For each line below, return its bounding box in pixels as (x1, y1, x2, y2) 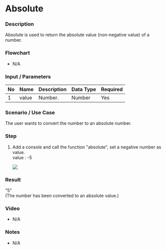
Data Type (71, 86, 97, 93)
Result (5, 176, 21, 183)
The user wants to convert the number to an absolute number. (5, 120, 132, 126)
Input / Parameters (5, 73, 51, 80)
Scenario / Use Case (5, 109, 55, 116)
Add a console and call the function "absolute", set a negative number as (12, 144, 162, 150)
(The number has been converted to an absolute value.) (5, 193, 119, 199)
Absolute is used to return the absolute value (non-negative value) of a (5, 32, 150, 38)
